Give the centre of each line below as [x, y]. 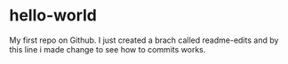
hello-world [53, 16]
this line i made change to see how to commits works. [108, 49]
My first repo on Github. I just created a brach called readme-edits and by [144, 40]
